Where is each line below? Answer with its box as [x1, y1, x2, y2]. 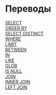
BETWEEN [5, 46, 26, 53]
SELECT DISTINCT [5, 30, 44, 36]
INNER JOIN [5, 79, 30, 85]
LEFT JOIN [5, 84, 27, 90]
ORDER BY [5, 25, 27, 31]
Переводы [5, 3, 51, 15]
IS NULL [5, 68, 22, 74]
